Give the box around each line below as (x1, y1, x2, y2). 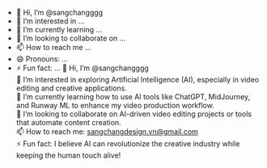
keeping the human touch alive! (15, 150, 121, 160)
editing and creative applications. (15, 83, 128, 93)
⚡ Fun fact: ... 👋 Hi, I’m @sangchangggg (15, 63, 150, 73)
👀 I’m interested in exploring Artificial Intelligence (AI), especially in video (15, 75, 260, 84)
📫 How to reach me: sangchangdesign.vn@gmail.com (15, 127, 198, 136)
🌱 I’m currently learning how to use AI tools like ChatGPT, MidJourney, (15, 92, 251, 101)
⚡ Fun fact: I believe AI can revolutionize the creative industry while (15, 139, 240, 149)
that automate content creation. (15, 118, 121, 127)
